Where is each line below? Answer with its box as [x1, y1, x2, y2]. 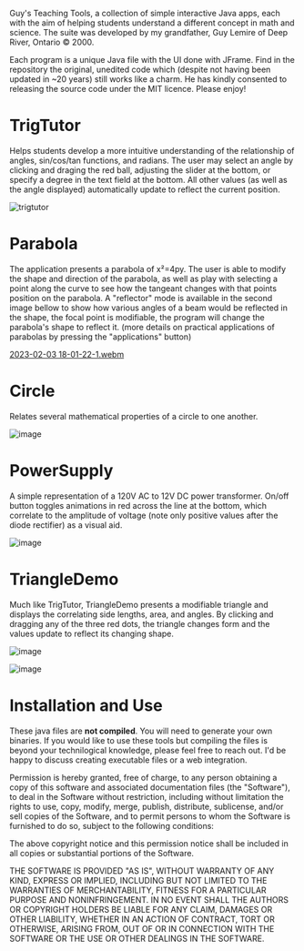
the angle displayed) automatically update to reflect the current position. [9, 184, 280, 195]
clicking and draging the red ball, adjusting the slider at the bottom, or [9, 164, 271, 176]
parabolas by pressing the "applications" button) [9, 331, 192, 342]
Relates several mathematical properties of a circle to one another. [9, 410, 258, 421]
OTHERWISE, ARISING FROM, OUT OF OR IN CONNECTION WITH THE [9, 923, 275, 934]
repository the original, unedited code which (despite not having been [9, 64, 271, 75]
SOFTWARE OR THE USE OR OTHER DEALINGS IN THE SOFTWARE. [9, 933, 265, 944]
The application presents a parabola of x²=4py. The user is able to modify [9, 263, 287, 274]
